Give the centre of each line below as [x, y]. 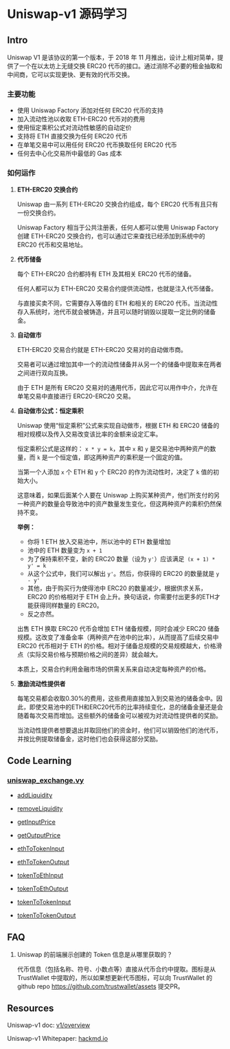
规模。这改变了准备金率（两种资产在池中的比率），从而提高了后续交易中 [118, 637]
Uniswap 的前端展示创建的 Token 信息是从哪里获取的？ [95, 955]
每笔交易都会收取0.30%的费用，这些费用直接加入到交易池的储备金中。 [117, 698]
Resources [31, 1009]
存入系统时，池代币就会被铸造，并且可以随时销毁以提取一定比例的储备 [116, 311]
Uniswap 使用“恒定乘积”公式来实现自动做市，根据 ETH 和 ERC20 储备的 [118, 425]
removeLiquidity [40, 809]
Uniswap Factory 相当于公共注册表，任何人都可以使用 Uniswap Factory [118, 227]
